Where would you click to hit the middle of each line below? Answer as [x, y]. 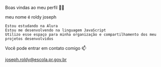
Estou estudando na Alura [31, 26]
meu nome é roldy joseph [31, 17]
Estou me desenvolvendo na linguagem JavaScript [56, 30]
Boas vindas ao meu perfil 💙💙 [35, 8]
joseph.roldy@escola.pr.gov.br [36, 59]
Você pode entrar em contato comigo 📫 [46, 48]
